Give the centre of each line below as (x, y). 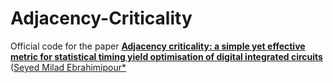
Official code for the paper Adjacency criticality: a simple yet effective (158, 46)
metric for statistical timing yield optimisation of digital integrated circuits (166, 56)
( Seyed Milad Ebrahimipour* (68, 67)
